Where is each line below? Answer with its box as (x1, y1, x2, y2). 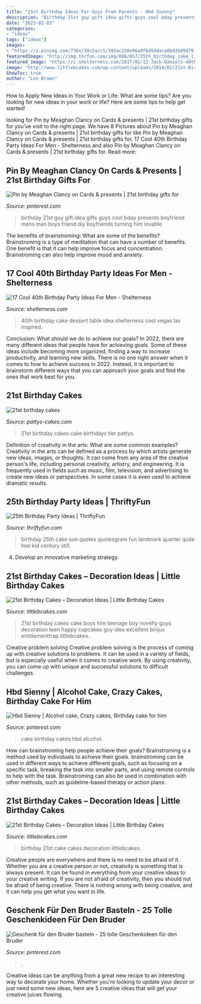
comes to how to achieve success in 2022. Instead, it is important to (6, 360, 175, 367)
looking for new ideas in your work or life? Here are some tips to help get (6, 98, 185, 105)
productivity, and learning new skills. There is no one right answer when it (6, 354, 188, 361)
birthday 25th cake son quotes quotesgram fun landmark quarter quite (20, 536, 195, 543)
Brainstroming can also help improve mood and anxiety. (6, 251, 144, 258)
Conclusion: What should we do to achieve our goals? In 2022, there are (6, 335, 184, 342)
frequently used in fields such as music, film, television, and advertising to (6, 467, 189, 474)
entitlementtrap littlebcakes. (20, 633, 90, 640)
